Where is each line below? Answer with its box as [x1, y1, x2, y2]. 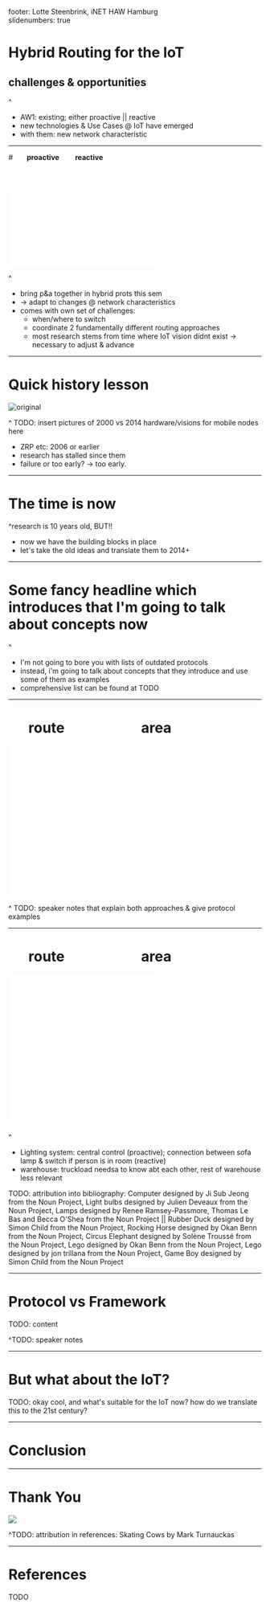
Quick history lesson [8, 375, 149, 394]
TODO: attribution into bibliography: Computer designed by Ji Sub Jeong [8, 1188, 249, 1198]
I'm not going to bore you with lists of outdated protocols [19, 658, 209, 667]
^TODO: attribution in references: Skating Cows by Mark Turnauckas [8, 1529, 235, 1539]
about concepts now [8, 615, 149, 634]
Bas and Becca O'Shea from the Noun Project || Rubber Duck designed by [8, 1214, 255, 1224]
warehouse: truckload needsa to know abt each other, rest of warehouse [19, 1164, 261, 1174]
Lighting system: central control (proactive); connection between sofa [19, 1147, 252, 1157]
